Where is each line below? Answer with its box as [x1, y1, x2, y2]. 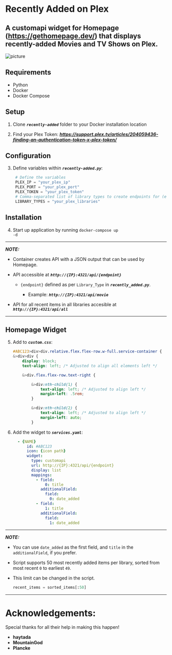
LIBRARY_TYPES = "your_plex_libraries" [15, 199, 100, 204]
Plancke [12, 645, 31, 651]
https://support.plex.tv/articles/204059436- [59, 131, 159, 137]
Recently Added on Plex [5, 3, 109, 15]
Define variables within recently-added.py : [12, 165, 103, 171]
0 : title [45, 482, 64, 487]
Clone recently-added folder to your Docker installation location [12, 121, 147, 127]
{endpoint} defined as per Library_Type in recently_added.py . [20, 281, 151, 288]
